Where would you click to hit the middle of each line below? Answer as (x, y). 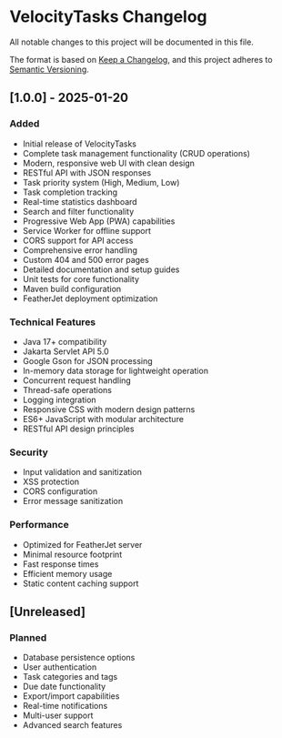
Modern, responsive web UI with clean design (109, 163)
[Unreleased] (48, 612)
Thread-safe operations (67, 389)
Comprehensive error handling (80, 250)
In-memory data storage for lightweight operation (116, 370)
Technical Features (53, 322)
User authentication (60, 667)
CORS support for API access (78, 240)
